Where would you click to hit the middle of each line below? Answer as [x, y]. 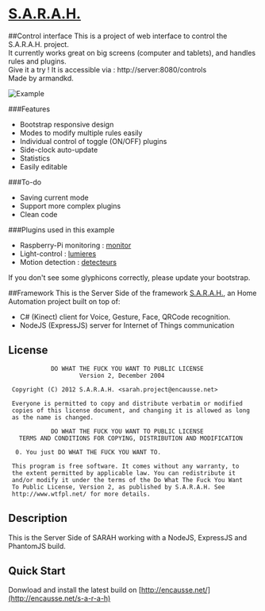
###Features [29, 109]
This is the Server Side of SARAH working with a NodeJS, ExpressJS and [128, 537]
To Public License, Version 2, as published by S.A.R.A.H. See [118, 487]
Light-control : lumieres [58, 253]
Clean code [38, 214]
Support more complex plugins [70, 206]
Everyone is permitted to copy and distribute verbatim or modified [127, 403]
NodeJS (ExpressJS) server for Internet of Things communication [127, 325]
